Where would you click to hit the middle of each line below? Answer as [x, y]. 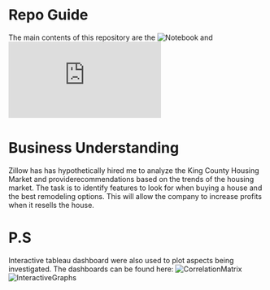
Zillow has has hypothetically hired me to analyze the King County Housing [134, 170]
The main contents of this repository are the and [111, 37]
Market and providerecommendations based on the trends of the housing [131, 179]
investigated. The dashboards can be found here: [91, 269]
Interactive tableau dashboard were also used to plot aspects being [121, 260]
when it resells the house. [52, 205]
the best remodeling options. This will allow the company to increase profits [135, 196]
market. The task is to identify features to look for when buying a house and [135, 188]
